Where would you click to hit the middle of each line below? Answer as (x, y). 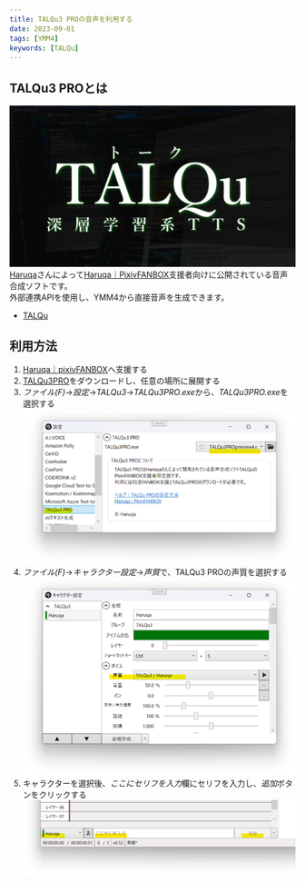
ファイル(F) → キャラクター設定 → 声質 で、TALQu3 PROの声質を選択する (155, 571)
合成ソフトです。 (41, 285)
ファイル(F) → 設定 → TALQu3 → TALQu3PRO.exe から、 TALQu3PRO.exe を (155, 392)
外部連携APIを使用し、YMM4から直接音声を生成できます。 (119, 297)
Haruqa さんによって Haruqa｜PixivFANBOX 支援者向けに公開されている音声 (149, 274)
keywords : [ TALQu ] (44, 48)
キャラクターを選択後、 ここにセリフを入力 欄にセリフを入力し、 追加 (150, 783)
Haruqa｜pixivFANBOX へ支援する (85, 370)
